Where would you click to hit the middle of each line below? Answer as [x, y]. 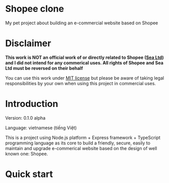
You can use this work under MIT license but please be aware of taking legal [85, 78]
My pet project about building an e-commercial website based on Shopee [82, 23]
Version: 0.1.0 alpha [25, 118]
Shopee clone [35, 9]
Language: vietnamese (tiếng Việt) [41, 128]
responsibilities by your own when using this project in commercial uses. [81, 83]
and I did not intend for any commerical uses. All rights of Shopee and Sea [84, 63]
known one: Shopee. [27, 154]
